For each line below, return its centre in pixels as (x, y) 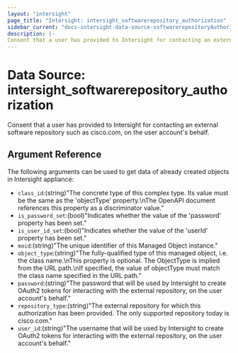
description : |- (31, 34)
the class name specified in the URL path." (79, 275)
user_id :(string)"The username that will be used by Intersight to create (121, 328)
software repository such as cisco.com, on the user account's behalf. (108, 132)
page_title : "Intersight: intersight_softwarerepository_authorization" (117, 21)
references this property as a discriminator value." (91, 208)
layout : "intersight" (39, 14)
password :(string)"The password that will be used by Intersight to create (122, 283)
